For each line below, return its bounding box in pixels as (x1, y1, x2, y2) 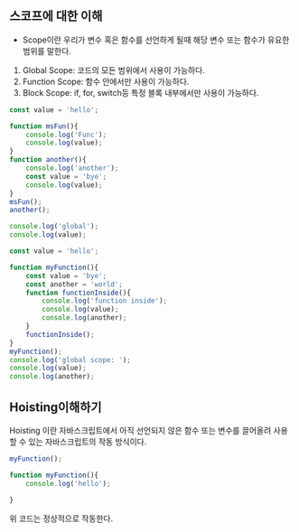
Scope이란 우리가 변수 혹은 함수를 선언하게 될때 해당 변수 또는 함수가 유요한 (22, 34, 290, 45)
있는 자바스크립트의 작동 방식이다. (28, 436, 147, 447)
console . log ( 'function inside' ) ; (42, 296, 168, 305)
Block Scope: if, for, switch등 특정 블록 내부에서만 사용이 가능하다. (22, 87, 259, 98)
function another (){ (9, 155, 88, 164)
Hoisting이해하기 (9, 399, 102, 415)
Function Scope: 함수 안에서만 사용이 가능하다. (22, 76, 190, 87)
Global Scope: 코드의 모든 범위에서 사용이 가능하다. (22, 64, 205, 75)
